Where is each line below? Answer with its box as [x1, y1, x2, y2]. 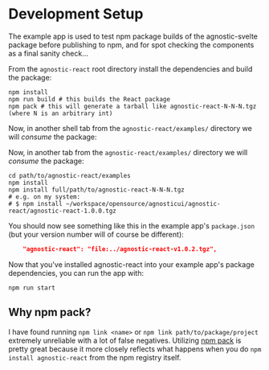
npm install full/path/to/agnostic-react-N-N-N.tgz [8, 186, 185, 194]
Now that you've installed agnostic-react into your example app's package [8, 259, 255, 269]
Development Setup [8, 5, 144, 23]
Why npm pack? [8, 306, 92, 319]
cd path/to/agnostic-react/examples [8, 171, 131, 179]
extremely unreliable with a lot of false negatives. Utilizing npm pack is [8, 335, 242, 345]
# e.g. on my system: [8, 192, 81, 201]
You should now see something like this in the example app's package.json [8, 220, 255, 230]
